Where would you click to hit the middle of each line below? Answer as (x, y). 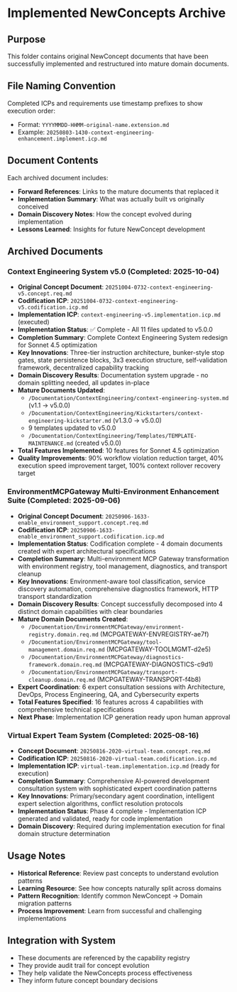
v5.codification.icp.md (53, 308)
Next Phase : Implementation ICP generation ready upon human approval (124, 717)
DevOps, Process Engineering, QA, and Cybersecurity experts (108, 694)
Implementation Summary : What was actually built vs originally (111, 199)
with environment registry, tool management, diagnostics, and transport (122, 566)
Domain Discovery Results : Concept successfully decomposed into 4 (120, 604)
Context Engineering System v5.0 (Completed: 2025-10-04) (114, 271)
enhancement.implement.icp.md (62, 139)
